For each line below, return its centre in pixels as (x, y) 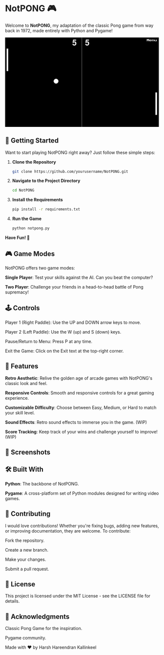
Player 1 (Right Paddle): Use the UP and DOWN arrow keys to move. (73, 322)
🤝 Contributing (28, 514)
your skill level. (20, 412)
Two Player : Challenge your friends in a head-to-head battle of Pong (74, 287)
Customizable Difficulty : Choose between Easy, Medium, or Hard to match (81, 407)
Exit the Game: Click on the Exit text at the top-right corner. (64, 351)
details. (12, 601)
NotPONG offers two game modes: (40, 268)
